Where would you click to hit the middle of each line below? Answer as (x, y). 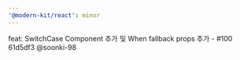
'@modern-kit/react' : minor (54, 15)
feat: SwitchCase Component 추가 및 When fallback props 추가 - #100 (120, 38)
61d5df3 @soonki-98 (42, 47)
